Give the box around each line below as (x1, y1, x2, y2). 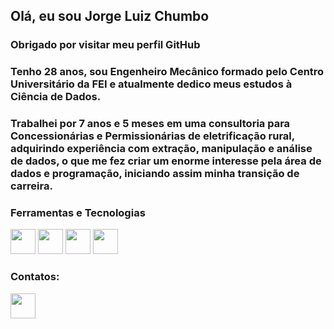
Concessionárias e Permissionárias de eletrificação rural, (10, 129, 295, 143)
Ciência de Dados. (10, 90, 102, 104)
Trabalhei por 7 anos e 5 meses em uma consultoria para (10, 117, 291, 131)
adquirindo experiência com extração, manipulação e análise (10, 142, 313, 156)
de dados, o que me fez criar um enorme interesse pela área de (10, 154, 322, 168)
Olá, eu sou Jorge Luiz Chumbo (10, 8, 210, 25)
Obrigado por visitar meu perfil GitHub (10, 38, 201, 52)
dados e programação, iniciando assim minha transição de (10, 167, 300, 181)
